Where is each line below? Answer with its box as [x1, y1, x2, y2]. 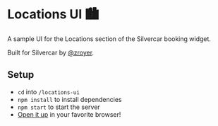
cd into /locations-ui [17, 87, 80, 96]
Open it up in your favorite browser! [17, 110, 121, 118]
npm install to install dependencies [17, 95, 122, 103]
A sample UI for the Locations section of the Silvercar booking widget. [7, 34, 212, 43]
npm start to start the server [17, 103, 100, 111]
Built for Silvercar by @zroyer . [7, 48, 94, 57]
